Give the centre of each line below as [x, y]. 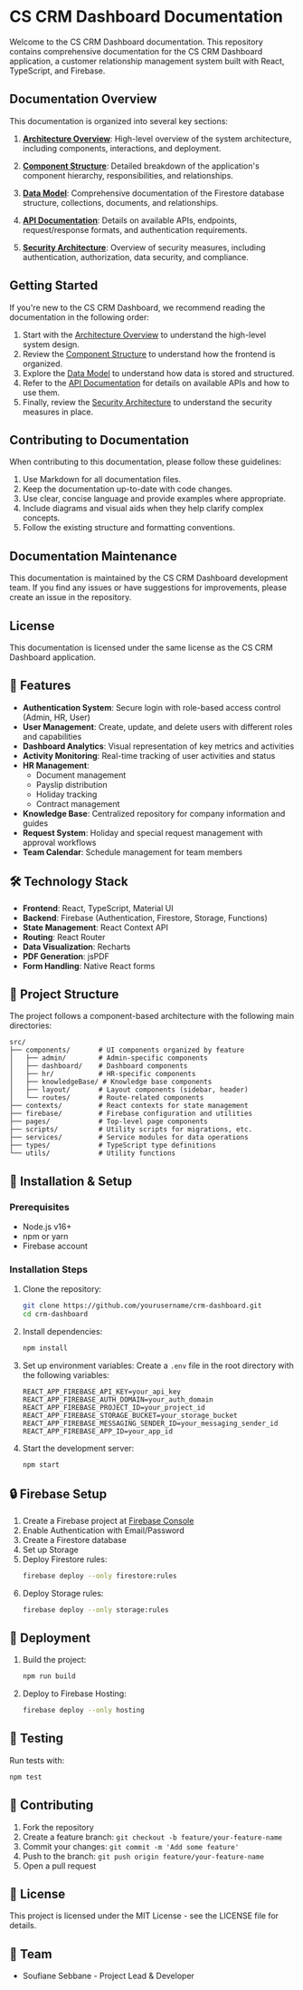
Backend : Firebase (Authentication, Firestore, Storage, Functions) [145, 917]
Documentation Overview [83, 99]
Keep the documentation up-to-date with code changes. [128, 489]
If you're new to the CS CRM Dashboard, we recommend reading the [137, 307]
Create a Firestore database [74, 1539]
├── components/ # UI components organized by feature [127, 1050]
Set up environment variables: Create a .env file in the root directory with [158, 1365]
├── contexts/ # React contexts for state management [129, 1106]
